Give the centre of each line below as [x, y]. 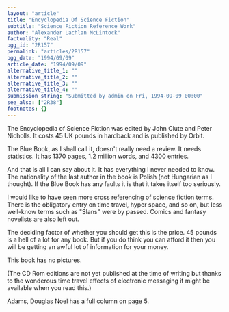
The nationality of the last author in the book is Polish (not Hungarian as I [110, 177]
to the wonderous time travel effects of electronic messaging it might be [109, 281]
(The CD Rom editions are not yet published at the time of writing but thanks [114, 273]
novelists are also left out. [43, 219]
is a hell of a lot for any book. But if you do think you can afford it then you [111, 239]
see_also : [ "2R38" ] [35, 103]
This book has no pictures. [44, 260]
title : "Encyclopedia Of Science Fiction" [68, 20]
